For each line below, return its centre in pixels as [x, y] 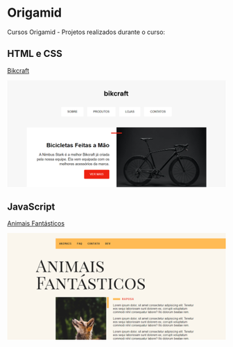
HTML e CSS [35, 54]
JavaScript [31, 206]
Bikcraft [18, 70]
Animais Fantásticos [36, 223]
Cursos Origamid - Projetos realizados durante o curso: [86, 32]
